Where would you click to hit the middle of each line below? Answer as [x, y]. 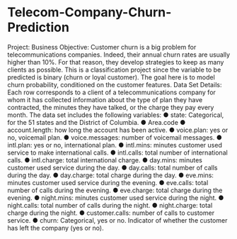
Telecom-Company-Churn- [89, 12]
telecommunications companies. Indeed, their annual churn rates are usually [119, 55]
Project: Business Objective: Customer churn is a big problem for [102, 47]
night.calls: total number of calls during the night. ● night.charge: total [110, 205]
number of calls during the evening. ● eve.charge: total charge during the [115, 190]
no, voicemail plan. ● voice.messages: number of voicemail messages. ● [115, 137]
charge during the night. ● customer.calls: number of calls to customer [111, 213]
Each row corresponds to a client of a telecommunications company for [111, 92]
